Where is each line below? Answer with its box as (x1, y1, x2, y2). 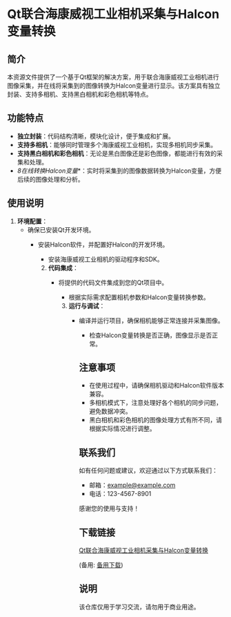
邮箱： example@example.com (89, 481, 176, 489)
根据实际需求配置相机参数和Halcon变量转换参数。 (68, 293, 210, 301)
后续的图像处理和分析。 (17, 175, 84, 183)
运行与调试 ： (68, 301, 106, 310)
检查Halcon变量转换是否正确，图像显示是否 (89, 331, 212, 339)
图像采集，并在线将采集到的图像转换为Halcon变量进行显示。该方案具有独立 (7, 82, 221, 90)
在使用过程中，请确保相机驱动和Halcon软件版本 (89, 381, 224, 390)
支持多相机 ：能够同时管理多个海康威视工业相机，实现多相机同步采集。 (17, 140, 217, 149)
